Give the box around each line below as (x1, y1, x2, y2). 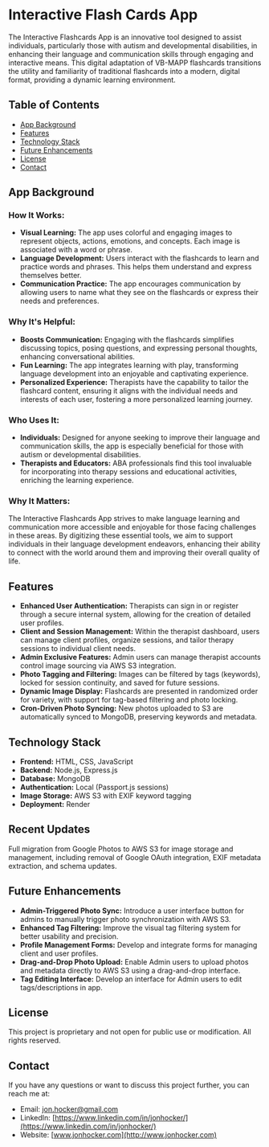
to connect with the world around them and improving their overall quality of (8, 548, 260, 558)
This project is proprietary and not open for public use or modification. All (8, 1027, 251, 1037)
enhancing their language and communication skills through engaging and (8, 49, 254, 59)
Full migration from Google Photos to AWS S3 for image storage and (8, 844, 234, 854)
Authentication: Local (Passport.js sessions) (19, 782, 169, 792)
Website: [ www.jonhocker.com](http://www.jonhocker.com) (19, 1130, 217, 1140)
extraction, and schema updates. (8, 861, 117, 870)
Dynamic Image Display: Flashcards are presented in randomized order (19, 686, 259, 696)
